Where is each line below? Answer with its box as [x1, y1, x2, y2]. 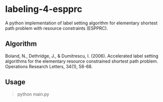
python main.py [17, 91, 50, 97]
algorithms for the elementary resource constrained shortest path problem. [5, 58, 159, 64]
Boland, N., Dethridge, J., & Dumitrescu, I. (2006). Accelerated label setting [5, 53, 159, 59]
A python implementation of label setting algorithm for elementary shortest [5, 20, 158, 26]
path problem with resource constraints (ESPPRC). [5, 25, 108, 31]
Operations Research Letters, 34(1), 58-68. [5, 63, 93, 69]
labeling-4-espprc [5, 3, 83, 15]
